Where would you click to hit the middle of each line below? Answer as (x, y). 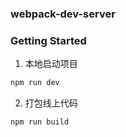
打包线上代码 (51, 103)
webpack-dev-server (63, 14)
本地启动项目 (51, 64)
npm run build (40, 122)
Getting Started (48, 40)
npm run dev (35, 83)
